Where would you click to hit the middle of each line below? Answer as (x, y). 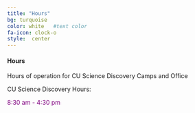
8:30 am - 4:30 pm (34, 103)
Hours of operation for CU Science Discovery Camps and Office (97, 76)
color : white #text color (47, 26)
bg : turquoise (27, 20)
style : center (29, 39)
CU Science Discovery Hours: (49, 89)
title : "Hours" (29, 13)
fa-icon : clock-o (32, 33)
